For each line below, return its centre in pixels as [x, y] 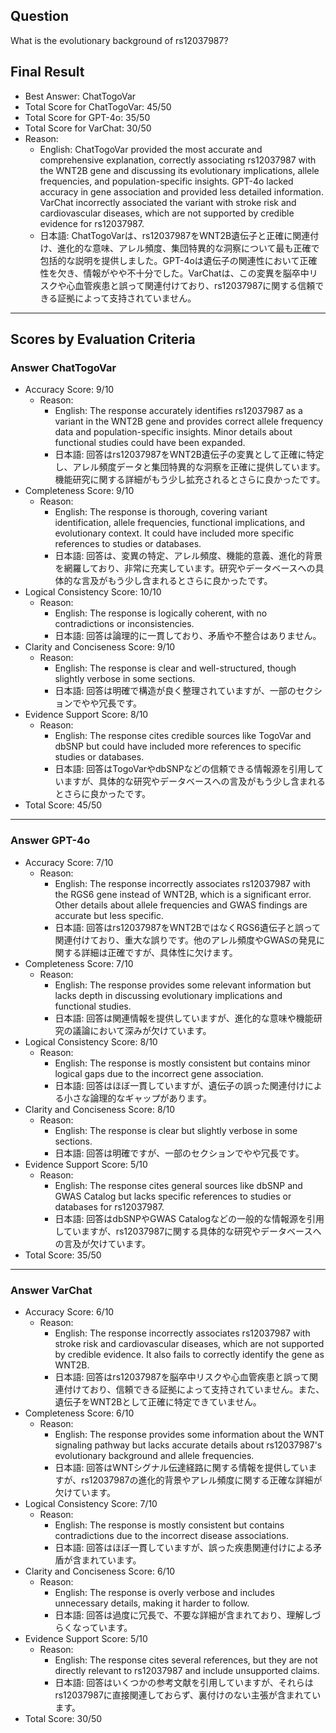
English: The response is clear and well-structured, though [175, 668]
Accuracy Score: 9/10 [69, 390]
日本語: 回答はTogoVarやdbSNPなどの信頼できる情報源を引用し [184, 769]
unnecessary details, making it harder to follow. [152, 1603]
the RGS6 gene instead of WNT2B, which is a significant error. [183, 894]
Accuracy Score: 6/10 [69, 1311]
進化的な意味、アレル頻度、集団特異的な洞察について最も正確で [188, 248]
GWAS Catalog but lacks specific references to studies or [173, 1196]
